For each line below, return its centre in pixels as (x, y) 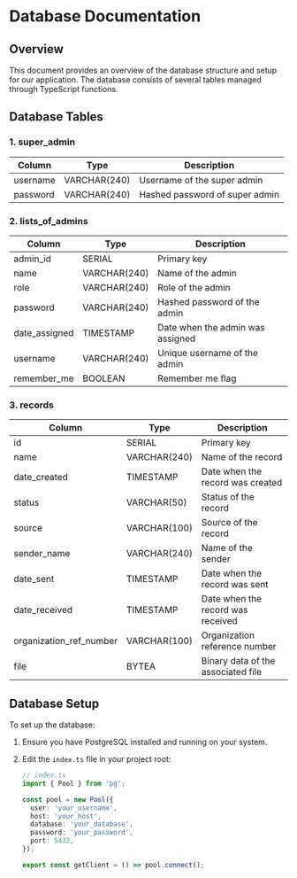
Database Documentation (105, 16)
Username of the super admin (201, 180)
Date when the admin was (211, 327)
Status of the (228, 497)
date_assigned (44, 332)
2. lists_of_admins (49, 221)
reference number (239, 647)
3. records (32, 405)
